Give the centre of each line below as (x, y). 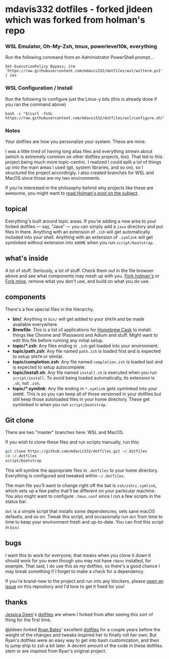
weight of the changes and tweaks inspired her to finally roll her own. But (81, 635)
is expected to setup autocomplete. (49, 367)
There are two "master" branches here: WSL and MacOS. (65, 432)
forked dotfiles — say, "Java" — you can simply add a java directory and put (84, 226)
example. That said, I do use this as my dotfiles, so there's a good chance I (82, 566)
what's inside (27, 259)
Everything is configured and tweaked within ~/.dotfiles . (65, 475)
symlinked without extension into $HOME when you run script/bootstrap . (80, 242)
